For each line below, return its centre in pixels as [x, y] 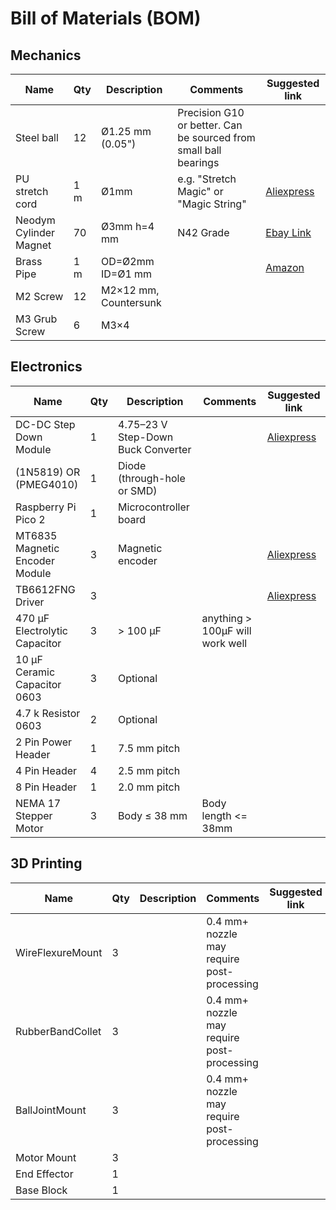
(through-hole [152, 478]
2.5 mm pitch [149, 770]
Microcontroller [154, 507]
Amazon [285, 267]
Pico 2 [30, 519]
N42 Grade [203, 232]
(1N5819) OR [48, 472]
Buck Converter [155, 449]
